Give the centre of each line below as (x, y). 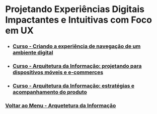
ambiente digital (33, 53)
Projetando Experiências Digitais (75, 9)
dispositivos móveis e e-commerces (58, 72)
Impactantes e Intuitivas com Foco (79, 20)
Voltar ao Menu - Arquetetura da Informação (61, 105)
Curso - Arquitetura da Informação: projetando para (77, 66)
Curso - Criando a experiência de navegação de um (76, 46)
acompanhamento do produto (50, 92)
